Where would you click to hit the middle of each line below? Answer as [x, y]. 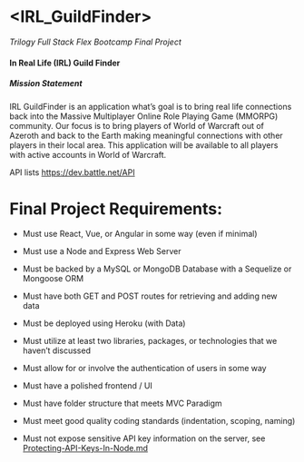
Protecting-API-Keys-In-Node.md [85, 448]
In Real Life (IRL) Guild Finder [65, 63]
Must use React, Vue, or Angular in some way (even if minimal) [140, 234]
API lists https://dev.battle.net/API [72, 172]
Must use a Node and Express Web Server [102, 251]
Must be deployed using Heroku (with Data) [104, 323]
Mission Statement [46, 84]
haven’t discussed [56, 350]
